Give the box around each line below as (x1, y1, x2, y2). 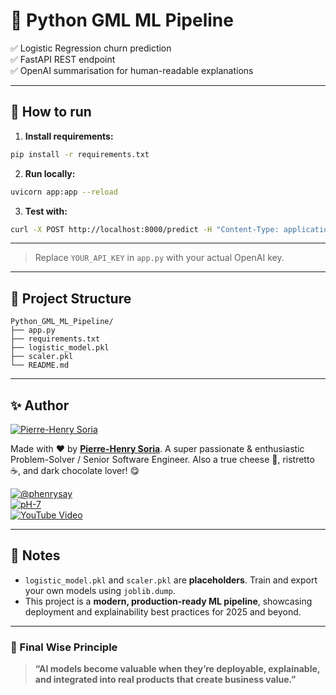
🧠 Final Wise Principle (10, 640, 118, 654)
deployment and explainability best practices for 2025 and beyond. (24, 605, 302, 618)
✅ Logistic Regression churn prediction (10, 42, 172, 54)
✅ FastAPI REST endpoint (10, 53, 116, 65)
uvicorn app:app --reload (10, 187, 118, 197)
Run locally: (24, 167, 76, 179)
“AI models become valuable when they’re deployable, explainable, (34, 663, 321, 675)
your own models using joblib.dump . (24, 584, 176, 596)
